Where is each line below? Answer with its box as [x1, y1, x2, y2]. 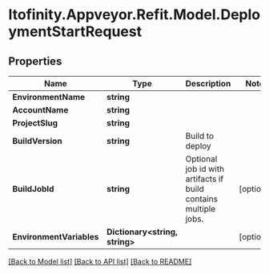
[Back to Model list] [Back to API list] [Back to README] [8, 257, 192, 266]
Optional [185, 153, 218, 165]
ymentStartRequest [8, 22, 143, 41]
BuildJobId [12, 184, 54, 194]
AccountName [12, 105, 69, 115]
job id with [185, 164, 225, 174]
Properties [8, 54, 62, 68]
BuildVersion [12, 136, 62, 146]
